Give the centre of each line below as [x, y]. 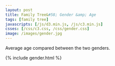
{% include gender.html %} [34, 58]
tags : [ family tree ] [27, 19]
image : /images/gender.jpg [34, 34]
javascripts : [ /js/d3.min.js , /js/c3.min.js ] [54, 24]
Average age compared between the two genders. [58, 48]
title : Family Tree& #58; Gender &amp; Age [51, 15]
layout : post [19, 10]
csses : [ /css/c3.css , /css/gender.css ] [47, 29]
